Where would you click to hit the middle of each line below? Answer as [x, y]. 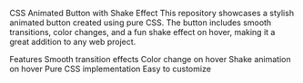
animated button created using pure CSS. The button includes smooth [141, 23]
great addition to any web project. [73, 41]
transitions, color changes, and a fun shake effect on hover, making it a [142, 32]
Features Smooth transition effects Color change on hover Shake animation [150, 59]
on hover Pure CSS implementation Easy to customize [111, 69]
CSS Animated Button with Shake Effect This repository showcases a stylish [151, 13]
